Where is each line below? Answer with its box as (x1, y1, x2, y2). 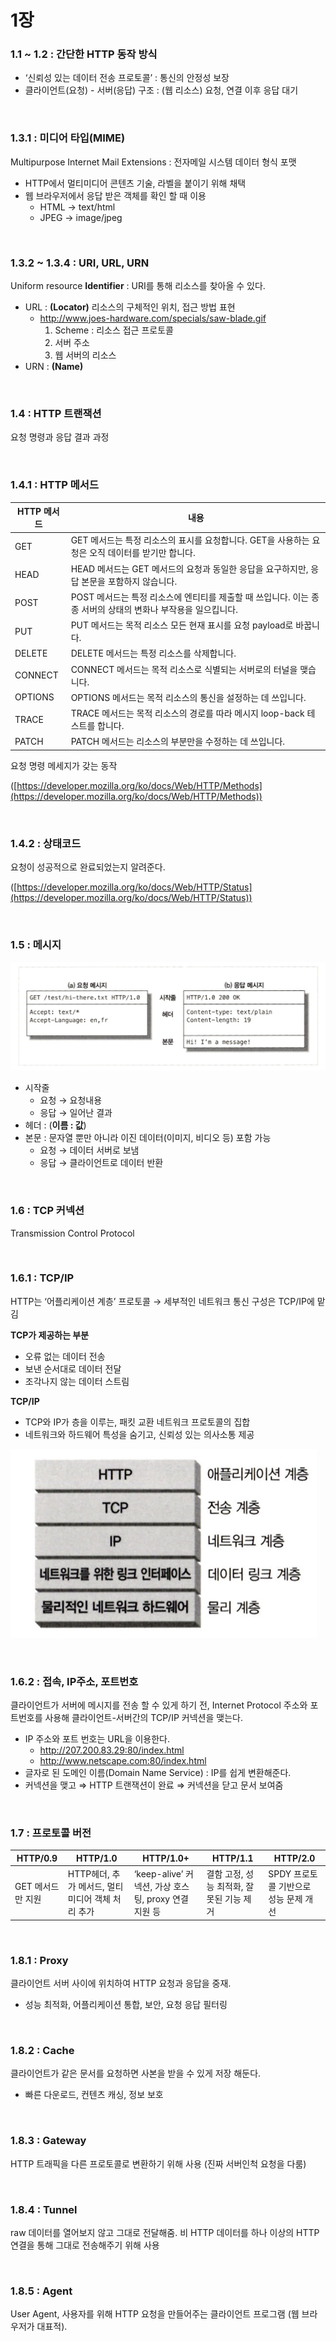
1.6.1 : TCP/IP (10, 1271, 75, 1285)
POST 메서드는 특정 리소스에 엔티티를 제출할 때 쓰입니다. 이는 (70, 591, 310, 603)
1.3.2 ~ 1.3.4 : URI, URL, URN (10, 256, 150, 270)
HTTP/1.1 (212, 1852, 254, 1864)
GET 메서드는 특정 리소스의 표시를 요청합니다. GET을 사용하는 (70, 534, 310, 546)
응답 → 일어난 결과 (39, 1107, 113, 1119)
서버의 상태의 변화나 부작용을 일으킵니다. (81, 603, 238, 615)
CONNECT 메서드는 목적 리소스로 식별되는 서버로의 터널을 (70, 663, 298, 675)
